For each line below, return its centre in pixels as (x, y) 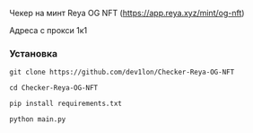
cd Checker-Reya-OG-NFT (54, 88)
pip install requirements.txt (66, 104)
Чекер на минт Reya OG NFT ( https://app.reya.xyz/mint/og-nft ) (127, 13)
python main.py (38, 120)
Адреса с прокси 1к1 (48, 30)
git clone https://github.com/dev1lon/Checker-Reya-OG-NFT (122, 72)
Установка (34, 53)
